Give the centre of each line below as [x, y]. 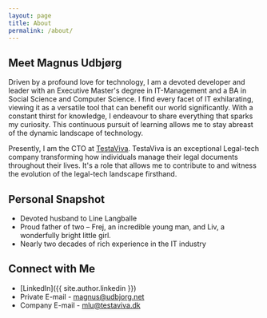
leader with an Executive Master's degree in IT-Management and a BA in [128, 91]
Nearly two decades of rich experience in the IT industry [113, 244]
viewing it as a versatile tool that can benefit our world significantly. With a [131, 108]
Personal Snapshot [57, 199]
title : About [30, 23]
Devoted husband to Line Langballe [78, 218]
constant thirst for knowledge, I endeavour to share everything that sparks [131, 116]
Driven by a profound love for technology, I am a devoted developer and [127, 82]
